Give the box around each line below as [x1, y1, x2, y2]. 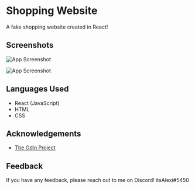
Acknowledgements [6, 128, 81, 138]
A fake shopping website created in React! [6, 23, 108, 30]
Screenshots [6, 40, 54, 50]
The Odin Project [14, 144, 56, 151]
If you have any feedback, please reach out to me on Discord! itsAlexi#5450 [6, 177, 189, 184]
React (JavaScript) [14, 99, 60, 106]
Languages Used [6, 84, 69, 94]
